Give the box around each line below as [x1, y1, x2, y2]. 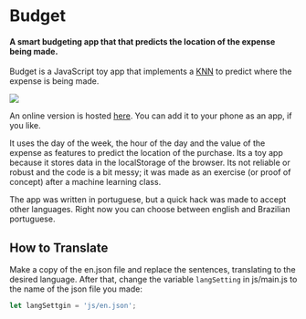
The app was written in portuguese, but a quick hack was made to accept [9, 194, 287, 205]
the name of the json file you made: [9, 283, 143, 294]
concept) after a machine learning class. [9, 177, 162, 188]
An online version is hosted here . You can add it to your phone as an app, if [9, 110, 292, 121]
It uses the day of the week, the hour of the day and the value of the [9, 138, 266, 149]
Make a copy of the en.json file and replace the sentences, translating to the [9, 264, 296, 275]
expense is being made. [9, 76, 100, 87]
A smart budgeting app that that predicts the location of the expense [9, 36, 276, 46]
